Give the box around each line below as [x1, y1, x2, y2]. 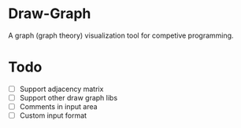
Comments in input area [19, 102, 98, 111]
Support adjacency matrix [19, 84, 104, 93]
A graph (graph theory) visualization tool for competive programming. [8, 31, 234, 40]
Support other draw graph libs [19, 93, 118, 102]
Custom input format [19, 111, 87, 120]
